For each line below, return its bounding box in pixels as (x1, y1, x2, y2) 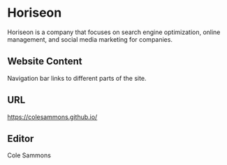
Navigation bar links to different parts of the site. (7, 74, 147, 82)
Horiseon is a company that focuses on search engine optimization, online (7, 28, 221, 36)
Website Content (7, 56, 82, 68)
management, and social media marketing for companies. (7, 35, 173, 43)
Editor (7, 132, 34, 144)
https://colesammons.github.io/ (7, 113, 98, 121)
